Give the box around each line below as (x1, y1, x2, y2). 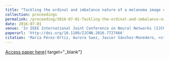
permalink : (5, 16, 28, 21)
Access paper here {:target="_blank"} (5, 48, 82, 55)
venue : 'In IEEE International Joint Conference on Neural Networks (5, 26, 152, 31)
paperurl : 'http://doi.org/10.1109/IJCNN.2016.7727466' (5, 30, 125, 35)
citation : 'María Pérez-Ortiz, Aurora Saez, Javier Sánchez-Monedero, (5, 35, 156, 40)
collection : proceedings (5, 12, 57, 17)
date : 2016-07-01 (5, 21, 42, 26)
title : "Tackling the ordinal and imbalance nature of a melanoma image (5, 7, 161, 12)
